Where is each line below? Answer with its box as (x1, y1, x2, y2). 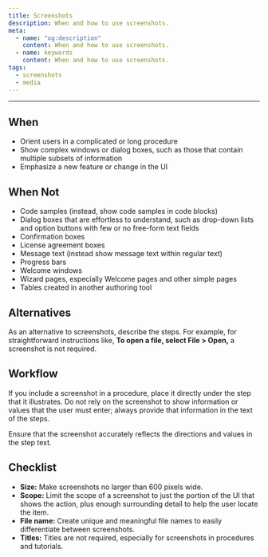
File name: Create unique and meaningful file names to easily (19, 516, 223, 525)
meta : (8, 26, 26, 34)
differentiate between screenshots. (19, 524, 136, 534)
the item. (19, 508, 49, 517)
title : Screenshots (8, 11, 73, 20)
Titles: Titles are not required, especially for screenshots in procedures (19, 532, 254, 543)
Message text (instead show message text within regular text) (19, 249, 223, 259)
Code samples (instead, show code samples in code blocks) (19, 207, 218, 216)
